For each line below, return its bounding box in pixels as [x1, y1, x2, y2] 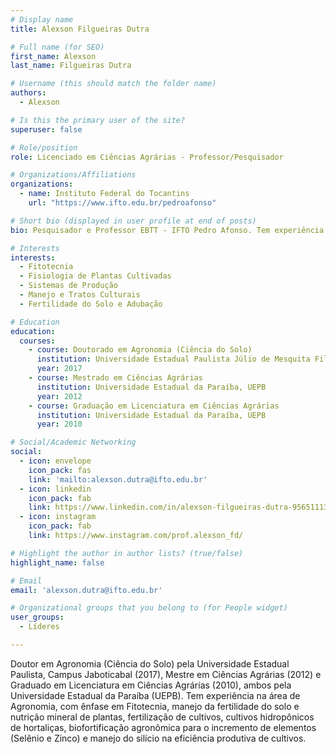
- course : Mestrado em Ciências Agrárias [28, 373, 203, 383]
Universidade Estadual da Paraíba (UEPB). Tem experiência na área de [10, 689, 301, 701]
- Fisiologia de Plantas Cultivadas [19, 271, 172, 281]
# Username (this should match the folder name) [10, 79, 217, 89]
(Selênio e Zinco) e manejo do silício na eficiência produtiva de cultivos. [10, 732, 307, 744]
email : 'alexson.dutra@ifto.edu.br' [10, 585, 163, 595]
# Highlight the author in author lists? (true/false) [10, 548, 244, 558]
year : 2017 [36, 364, 83, 374]
